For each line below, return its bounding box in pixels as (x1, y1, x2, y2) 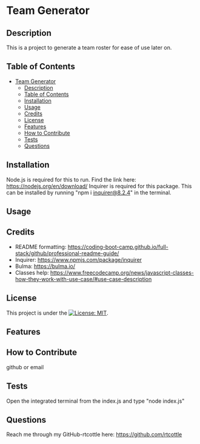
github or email (6, 363, 44, 371)
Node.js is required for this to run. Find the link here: (6, 176, 136, 183)
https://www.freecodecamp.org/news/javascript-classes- (50, 268, 194, 276)
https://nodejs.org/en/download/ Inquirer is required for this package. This (6, 182, 192, 190)
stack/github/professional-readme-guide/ (15, 250, 119, 257)
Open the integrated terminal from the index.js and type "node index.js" (6, 397, 185, 405)
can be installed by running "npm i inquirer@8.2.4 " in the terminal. (6, 189, 172, 196)
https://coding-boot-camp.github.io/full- (67, 243, 168, 250)
